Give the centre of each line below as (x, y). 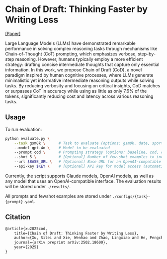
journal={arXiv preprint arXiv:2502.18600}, (61, 243)
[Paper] (13, 33)
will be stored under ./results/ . (38, 186)
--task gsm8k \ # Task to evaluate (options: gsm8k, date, (82, 143)
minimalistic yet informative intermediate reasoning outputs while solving (80, 80)
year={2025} (26, 247)
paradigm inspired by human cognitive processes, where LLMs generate (79, 75)
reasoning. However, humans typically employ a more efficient (79, 59)
